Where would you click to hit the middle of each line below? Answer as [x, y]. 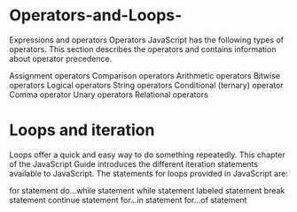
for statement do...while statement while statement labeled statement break [147, 190]
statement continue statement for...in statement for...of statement [128, 200]
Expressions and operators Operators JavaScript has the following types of [147, 40]
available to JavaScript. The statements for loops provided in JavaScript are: [148, 173]
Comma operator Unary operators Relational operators [109, 95]
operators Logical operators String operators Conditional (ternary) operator [146, 85]
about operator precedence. [61, 58]
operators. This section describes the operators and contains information [143, 49]
